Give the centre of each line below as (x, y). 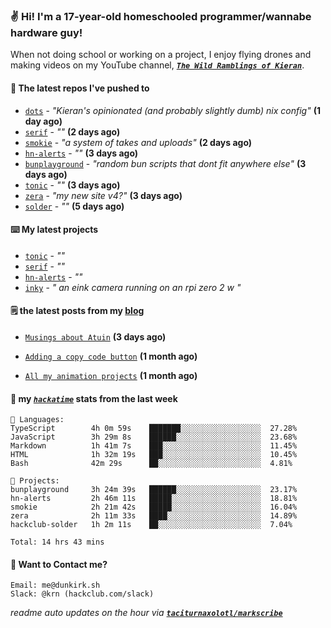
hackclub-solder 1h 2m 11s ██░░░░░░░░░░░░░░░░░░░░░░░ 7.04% (151, 525)
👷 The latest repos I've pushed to (80, 88)
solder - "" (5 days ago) (74, 206)
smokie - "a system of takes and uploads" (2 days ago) (138, 142)
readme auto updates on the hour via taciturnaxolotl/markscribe (146, 613)
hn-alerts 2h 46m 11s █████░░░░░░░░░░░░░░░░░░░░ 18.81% (154, 499)
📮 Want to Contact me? (59, 564)
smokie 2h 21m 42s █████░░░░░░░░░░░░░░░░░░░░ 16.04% (154, 507)
